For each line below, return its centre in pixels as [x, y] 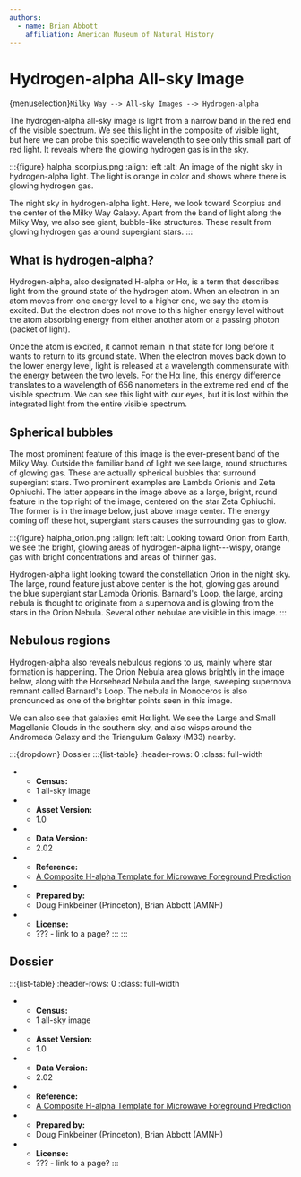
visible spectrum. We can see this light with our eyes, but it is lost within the [149, 395]
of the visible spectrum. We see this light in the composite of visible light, [144, 130]
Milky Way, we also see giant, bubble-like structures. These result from [140, 222]
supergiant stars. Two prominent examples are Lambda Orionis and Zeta [142, 482]
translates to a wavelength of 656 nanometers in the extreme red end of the [149, 385]
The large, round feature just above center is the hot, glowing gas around [144, 583]
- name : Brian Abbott [58, 26]
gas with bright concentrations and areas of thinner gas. [113, 556]
